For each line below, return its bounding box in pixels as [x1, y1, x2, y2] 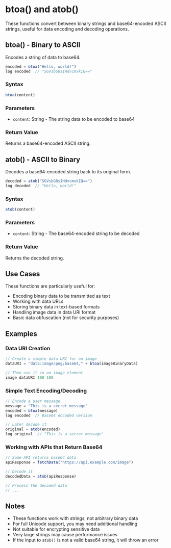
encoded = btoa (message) [5, 408, 58, 413]
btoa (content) [5, 92, 36, 97]
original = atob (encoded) [5, 427, 60, 432]
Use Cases [5, 269, 40, 278]
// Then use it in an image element [5, 370, 83, 375]
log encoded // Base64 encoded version [5, 413, 93, 418]
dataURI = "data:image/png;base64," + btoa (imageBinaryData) [5, 361, 138, 366]
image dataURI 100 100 [5, 375, 54, 380]
